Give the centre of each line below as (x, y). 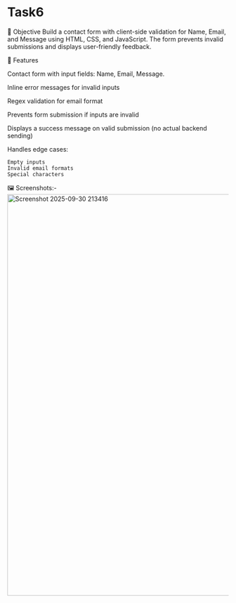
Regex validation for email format (55, 101)
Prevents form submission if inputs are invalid (73, 114)
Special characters (36, 174)
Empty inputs (26, 162)
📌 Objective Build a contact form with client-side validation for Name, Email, (117, 32)
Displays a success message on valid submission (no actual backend (107, 128)
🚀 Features (23, 60)
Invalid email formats (40, 168)
